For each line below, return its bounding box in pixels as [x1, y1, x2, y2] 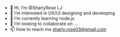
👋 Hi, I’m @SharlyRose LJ [9, 5, 62, 10]
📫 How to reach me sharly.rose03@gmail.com [9, 26, 106, 32]
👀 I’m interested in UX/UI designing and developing [9, 10, 115, 16]
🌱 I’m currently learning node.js [9, 15, 75, 21]
